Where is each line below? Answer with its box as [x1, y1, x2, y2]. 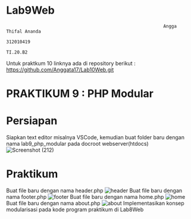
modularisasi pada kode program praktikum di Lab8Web [6, 206, 144, 213]
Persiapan [6, 114, 58, 128]
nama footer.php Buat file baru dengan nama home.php [6, 193, 164, 200]
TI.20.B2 [6, 49, 28, 55]
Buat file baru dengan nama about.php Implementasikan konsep [6, 200, 184, 207]
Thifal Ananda [6, 28, 42, 35]
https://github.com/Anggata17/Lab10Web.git [6, 66, 114, 73]
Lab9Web [6, 4, 55, 17]
